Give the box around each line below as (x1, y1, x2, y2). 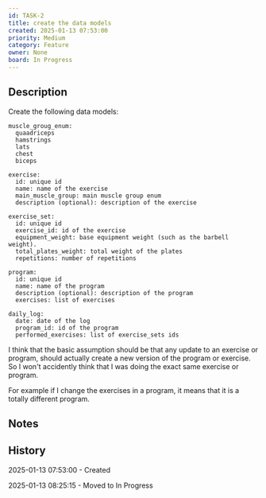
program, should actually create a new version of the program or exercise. (8, 353, 252, 363)
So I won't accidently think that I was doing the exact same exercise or (8, 361, 239, 371)
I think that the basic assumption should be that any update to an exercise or (8, 344, 259, 354)
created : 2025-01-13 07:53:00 (8, 26, 109, 34)
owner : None (8, 49, 48, 56)
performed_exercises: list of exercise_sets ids (15, 331, 179, 339)
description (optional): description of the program (15, 289, 194, 297)
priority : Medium (8, 33, 66, 42)
